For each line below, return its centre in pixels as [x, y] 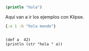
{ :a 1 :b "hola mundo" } [31, 26]
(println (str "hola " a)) [34, 44]
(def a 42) [18, 40]
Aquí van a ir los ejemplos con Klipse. [45, 17]
